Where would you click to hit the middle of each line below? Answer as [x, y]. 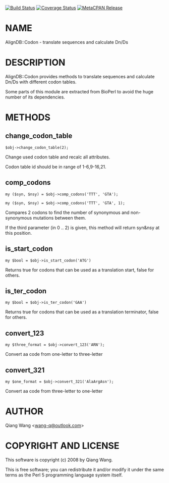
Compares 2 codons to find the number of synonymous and [67, 212]
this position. [18, 233]
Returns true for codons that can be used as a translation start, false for [80, 270]
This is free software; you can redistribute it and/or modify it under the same [84, 469]
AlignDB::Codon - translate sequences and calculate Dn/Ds [67, 42]
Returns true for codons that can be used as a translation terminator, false [82, 312]
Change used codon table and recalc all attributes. [58, 157]
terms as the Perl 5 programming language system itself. [64, 475]
